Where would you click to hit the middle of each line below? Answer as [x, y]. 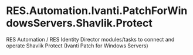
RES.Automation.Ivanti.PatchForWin [97, 11]
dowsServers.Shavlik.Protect [79, 23]
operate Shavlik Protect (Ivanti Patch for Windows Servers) [77, 46]
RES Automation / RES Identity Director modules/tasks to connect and [90, 39]
